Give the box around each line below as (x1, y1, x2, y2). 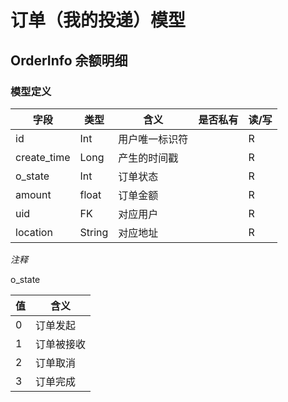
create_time (15, 150, 71, 164)
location (15, 225, 53, 239)
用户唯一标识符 (118, 132, 189, 146)
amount (15, 187, 52, 201)
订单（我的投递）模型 (10, 9, 187, 32)
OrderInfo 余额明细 (10, 52, 128, 69)
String (79, 225, 109, 239)
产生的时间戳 (118, 151, 179, 165)
